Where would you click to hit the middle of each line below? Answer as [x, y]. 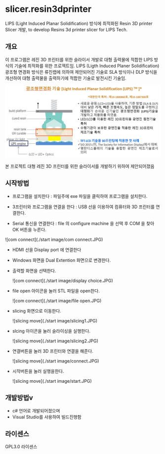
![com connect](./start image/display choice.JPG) [63, 280]
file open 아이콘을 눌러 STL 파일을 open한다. [56, 291]
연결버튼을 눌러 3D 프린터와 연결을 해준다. [53, 351]
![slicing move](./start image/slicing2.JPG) [55, 341]
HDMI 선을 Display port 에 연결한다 [47, 250]
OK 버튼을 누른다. [29, 229]
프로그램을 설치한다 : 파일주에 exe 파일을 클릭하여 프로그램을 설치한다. [80, 196]
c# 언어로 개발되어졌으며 [36, 410]
